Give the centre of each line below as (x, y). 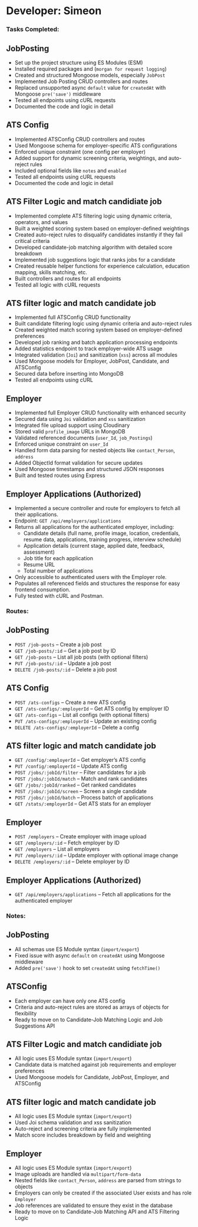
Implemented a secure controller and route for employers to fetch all (98, 508)
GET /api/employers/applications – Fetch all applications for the (93, 894)
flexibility (26, 1013)
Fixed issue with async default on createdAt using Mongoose (90, 955)
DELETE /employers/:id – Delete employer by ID (72, 861)
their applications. (37, 514)
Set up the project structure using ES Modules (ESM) (79, 62)
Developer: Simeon (54, 11)
